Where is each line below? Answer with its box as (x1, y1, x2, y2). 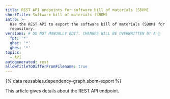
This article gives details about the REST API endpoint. (5, 88, 120, 94)
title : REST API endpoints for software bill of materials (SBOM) (5, 7, 149, 13)
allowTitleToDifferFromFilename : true (5, 64, 88, 69)
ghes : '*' (10, 45, 31, 50)
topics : (5, 50, 22, 55)
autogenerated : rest (5, 59, 49, 64)
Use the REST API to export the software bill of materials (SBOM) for (10, 21, 165, 27)
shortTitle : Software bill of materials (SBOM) (5, 12, 108, 17)
